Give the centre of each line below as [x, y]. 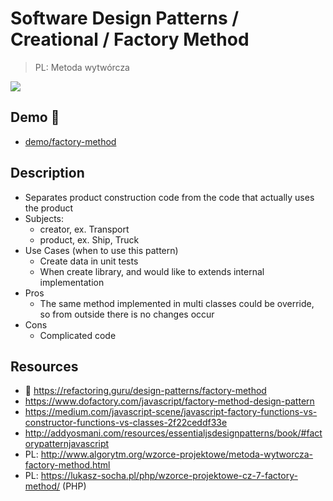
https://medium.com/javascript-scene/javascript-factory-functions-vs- [171, 412]
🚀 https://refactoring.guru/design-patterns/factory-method [145, 391]
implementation [72, 282]
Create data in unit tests [89, 261]
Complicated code [78, 335]
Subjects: [44, 218]
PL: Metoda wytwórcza [82, 67]
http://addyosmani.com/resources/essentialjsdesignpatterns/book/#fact [173, 433]
